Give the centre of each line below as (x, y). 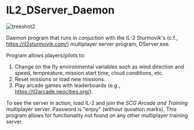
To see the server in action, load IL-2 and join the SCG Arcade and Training (97, 102)
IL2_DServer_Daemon (60, 10)
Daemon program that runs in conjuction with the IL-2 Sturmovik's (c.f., (92, 37)
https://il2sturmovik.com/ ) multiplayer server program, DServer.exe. (88, 44)
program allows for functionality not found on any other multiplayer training (97, 115)
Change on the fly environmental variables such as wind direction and (99, 66)
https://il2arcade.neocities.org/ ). (54, 91)
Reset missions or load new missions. (60, 79)
